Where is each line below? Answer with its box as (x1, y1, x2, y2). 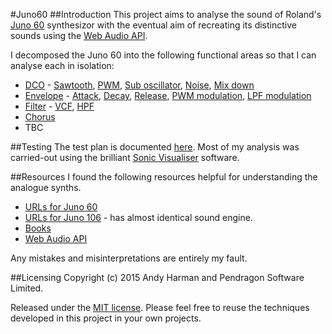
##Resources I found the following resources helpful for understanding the (10, 171, 318, 183)
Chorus (24, 111, 56, 123)
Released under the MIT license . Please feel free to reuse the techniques (10, 302, 310, 313)
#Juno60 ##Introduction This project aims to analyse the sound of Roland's (10, 9, 322, 20)
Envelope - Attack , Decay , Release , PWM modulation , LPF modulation (24, 90, 312, 101)
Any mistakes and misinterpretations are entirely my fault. (10, 252, 248, 264)
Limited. (10, 282, 44, 294)
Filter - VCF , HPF (24, 100, 95, 112)
